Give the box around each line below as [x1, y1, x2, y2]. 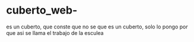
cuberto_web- [6, 4, 78, 17]
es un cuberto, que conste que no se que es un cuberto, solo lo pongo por [6, 23, 188, 30]
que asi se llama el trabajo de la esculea [6, 29, 104, 36]
